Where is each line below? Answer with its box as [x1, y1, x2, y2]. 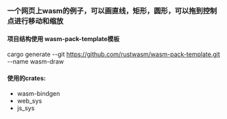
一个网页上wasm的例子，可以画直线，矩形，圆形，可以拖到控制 [7, 5, 217, 15]
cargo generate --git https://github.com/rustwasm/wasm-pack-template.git [7, 50, 221, 59]
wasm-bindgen [16, 90, 60, 98]
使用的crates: [7, 74, 46, 82]
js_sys [16, 104, 35, 112]
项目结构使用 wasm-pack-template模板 [7, 34, 120, 42]
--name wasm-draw [7, 57, 64, 66]
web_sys [16, 97, 43, 105]
